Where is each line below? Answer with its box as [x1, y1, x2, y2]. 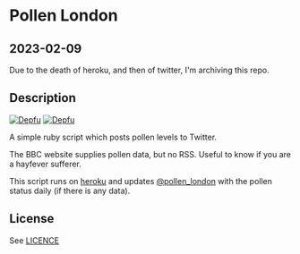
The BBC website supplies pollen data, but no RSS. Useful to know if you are [9, 148, 291, 159]
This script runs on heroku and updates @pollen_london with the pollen [9, 175, 273, 186]
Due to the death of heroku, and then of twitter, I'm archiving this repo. [9, 64, 270, 75]
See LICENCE [9, 234, 60, 246]
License [9, 211, 55, 226]
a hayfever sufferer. [9, 158, 82, 169]
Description [9, 90, 76, 106]
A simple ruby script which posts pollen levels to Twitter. [9, 131, 218, 142]
